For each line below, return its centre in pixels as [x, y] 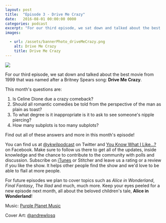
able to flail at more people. [33, 170]
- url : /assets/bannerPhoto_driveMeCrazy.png [57, 42]
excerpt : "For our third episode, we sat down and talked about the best [83, 28]
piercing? [22, 120]
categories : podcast [27, 24]
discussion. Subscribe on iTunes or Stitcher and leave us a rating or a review [83, 160]
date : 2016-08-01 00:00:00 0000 [41, 19]
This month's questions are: [33, 89]
